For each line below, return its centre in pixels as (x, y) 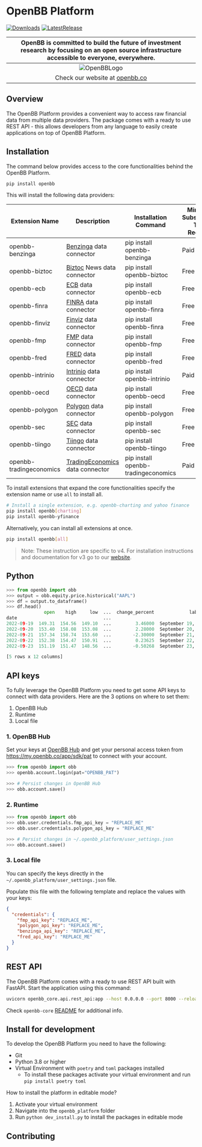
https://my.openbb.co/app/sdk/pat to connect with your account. (87, 756)
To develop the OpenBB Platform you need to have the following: (86, 1044)
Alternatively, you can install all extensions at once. (69, 528)
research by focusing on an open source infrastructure (101, 50)
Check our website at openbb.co (101, 78)
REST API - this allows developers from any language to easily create (92, 126)
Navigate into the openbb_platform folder (65, 1111)
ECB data (79, 285)
